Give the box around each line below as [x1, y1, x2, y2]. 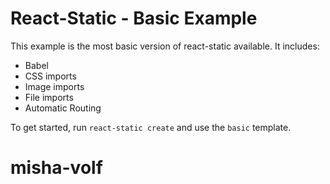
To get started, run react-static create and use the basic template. [10, 121, 292, 133]
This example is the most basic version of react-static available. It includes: [10, 40, 320, 52]
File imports [24, 91, 74, 103]
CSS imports [24, 70, 77, 82]
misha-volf [10, 157, 103, 179]
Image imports [24, 80, 85, 92]
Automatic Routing [24, 102, 102, 114]
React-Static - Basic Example [10, 7, 258, 30]
